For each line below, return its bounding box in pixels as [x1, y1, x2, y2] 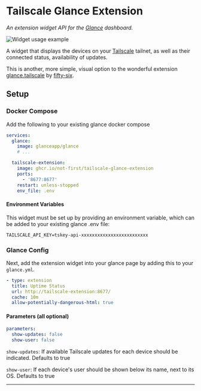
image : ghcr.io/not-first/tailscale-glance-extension [17, 166, 154, 172]
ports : [17, 171, 33, 177]
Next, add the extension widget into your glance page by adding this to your [6, 259, 194, 266]
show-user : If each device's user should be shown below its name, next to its [6, 366, 194, 373]
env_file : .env [17, 188, 55, 194]
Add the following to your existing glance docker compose [6, 121, 150, 128]
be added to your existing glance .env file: [6, 220, 110, 227]
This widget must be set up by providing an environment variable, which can [6, 214, 195, 221]
